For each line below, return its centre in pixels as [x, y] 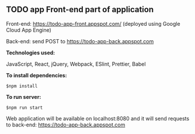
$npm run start [25, 108]
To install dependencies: [36, 75]
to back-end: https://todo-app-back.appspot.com [66, 125]
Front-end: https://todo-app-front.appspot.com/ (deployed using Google [93, 23]
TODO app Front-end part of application [80, 10]
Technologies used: [31, 53]
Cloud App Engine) [29, 30]
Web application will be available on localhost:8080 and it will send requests [98, 118]
